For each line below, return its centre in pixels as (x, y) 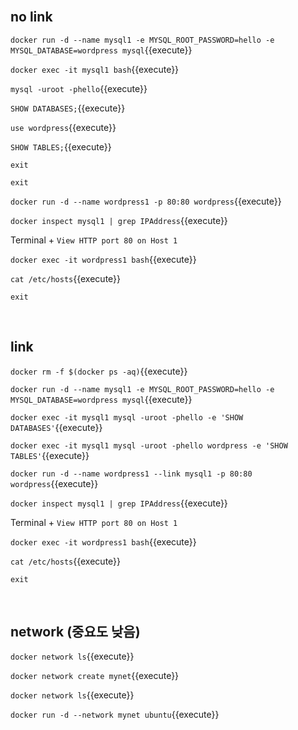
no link (31, 17)
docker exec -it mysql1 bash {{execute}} (95, 69)
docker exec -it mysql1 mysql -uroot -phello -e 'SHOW (127, 417)
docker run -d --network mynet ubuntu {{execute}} (115, 715)
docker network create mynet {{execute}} (95, 676)
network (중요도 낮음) (75, 632)
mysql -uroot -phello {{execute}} (79, 88)
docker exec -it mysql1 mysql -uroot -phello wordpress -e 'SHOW (149, 445)
